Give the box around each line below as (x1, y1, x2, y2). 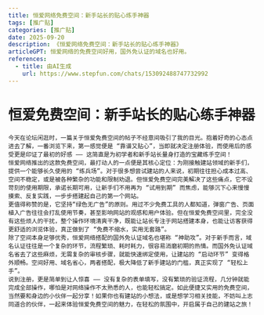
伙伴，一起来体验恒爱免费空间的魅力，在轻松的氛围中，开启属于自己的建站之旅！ (31, 300, 253, 308)
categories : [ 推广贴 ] (8, 26, 75, 34)
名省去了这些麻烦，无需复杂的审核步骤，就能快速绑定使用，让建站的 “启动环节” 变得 (8, 250, 244, 259)
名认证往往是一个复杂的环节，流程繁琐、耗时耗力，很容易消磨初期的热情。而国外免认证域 (8, 242, 253, 250)
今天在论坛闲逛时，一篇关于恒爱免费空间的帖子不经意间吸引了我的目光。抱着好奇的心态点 (8, 134, 253, 142)
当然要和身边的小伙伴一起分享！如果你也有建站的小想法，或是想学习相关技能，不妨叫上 (8, 291, 248, 300)
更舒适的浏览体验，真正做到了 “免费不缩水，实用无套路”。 (8, 225, 171, 234)
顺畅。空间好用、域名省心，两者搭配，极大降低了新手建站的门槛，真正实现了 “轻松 (13, 259, 243, 266)
